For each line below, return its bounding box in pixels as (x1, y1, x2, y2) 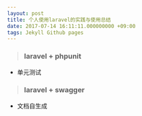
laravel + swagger (23, 85, 85, 95)
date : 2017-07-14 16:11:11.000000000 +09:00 (7, 23, 136, 29)
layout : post (7, 10, 44, 17)
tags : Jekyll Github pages (7, 29, 84, 36)
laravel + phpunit (23, 52, 82, 61)
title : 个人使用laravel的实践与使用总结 (7, 16, 111, 23)
